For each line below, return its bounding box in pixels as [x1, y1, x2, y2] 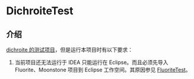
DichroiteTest [6, 4, 74, 18]
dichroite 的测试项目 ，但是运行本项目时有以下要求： [6, 46, 133, 53]
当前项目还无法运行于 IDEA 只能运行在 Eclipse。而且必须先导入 [14, 59, 168, 66]
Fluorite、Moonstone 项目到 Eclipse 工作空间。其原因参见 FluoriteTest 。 [14, 67, 191, 73]
